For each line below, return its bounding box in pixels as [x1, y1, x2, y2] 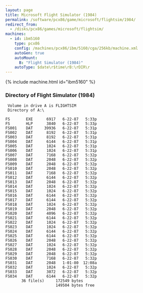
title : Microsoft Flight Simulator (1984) [5, 12, 97, 17]
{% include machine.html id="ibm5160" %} [5, 79, 96, 85]
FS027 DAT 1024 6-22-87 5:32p [5, 242, 97, 248]
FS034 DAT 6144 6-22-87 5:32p [5, 274, 97, 279]
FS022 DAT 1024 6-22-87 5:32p [5, 220, 97, 225]
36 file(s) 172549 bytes [21, 278, 83, 284]
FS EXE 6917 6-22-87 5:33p [5, 116, 97, 122]
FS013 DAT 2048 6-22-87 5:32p [5, 180, 97, 185]
